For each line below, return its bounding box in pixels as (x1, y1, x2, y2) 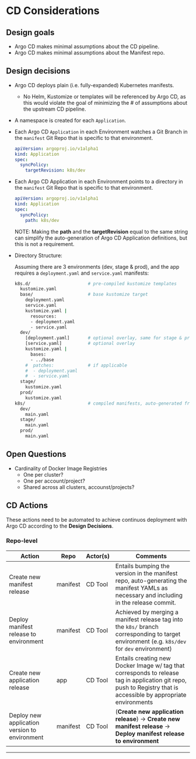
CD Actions (6, 501, 48, 511)
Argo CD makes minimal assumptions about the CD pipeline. (14, 43, 159, 50)
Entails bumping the (115, 562, 170, 570)
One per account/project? (23, 477, 86, 484)
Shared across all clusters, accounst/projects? (23, 483, 135, 490)
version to (9, 726, 37, 734)
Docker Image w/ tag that (115, 661, 185, 669)
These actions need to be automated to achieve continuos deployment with (6, 516, 187, 523)
